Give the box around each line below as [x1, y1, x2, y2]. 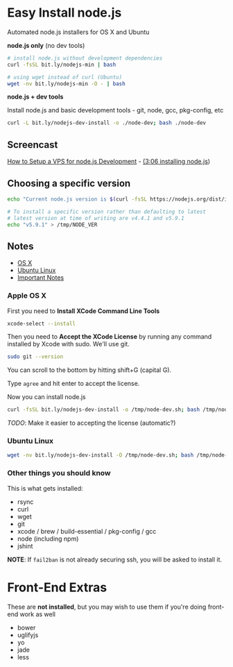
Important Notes [17, 273, 64, 282]
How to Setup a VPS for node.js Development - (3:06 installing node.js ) [7, 158, 210, 166]
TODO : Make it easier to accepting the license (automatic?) [7, 419, 176, 428]
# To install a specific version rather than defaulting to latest [7, 208, 207, 215]
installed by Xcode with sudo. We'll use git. [7, 340, 130, 348]
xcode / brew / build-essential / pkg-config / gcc [17, 527, 157, 535]
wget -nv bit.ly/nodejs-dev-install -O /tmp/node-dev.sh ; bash [7, 452, 194, 459]
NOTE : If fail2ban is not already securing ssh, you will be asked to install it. [7, 555, 222, 564]
